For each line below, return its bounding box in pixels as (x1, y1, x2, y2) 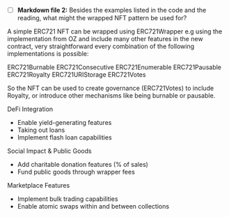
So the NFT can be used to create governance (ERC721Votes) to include (7, 84, 214, 93)
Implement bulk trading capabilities (17, 195, 118, 203)
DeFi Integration (7, 105, 54, 114)
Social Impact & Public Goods (7, 147, 92, 156)
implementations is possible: (7, 50, 89, 58)
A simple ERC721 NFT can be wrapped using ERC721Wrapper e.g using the (7, 27, 223, 36)
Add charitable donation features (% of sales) (17, 160, 148, 169)
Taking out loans (17, 126, 65, 135)
